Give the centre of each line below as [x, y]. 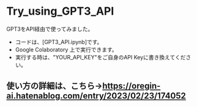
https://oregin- [132, 86]
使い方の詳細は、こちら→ [54, 86]
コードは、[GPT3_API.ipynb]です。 [59, 42]
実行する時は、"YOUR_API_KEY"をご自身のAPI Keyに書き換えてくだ [100, 57]
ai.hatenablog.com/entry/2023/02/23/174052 [96, 96]
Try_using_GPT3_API [60, 11]
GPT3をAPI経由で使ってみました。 [50, 29]
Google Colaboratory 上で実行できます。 [66, 50]
